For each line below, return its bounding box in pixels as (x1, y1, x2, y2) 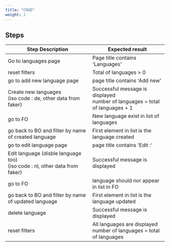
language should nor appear (92, 177, 159, 184)
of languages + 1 (92, 104, 133, 111)
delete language (8, 210, 47, 217)
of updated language (8, 198, 58, 205)
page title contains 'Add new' (92, 77, 162, 84)
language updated (92, 198, 136, 205)
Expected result (108, 46, 147, 53)
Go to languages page (8, 58, 61, 65)
